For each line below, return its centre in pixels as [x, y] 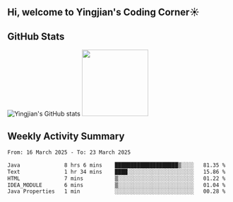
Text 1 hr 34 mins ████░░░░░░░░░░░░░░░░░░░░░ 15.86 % [116, 172]
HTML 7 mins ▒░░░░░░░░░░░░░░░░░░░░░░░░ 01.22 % [116, 178]
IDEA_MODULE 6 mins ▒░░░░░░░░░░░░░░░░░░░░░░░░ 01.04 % [116, 185]
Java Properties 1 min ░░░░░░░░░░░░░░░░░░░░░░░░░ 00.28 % [116, 191]
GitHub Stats [36, 37]
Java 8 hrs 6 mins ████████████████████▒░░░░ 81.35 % [116, 165]
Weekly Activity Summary [66, 136]
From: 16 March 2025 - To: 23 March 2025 [69, 152]
